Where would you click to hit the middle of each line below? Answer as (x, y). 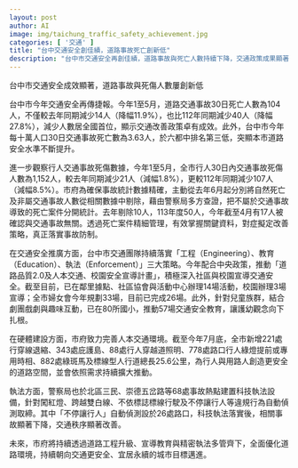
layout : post (33, 17)
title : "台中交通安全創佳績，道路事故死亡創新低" (90, 51)
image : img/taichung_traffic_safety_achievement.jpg (109, 34)
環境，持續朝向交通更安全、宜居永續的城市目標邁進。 (114, 454)
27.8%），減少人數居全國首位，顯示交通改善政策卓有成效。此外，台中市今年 (147, 126)
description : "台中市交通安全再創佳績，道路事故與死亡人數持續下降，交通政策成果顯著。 (153, 59)
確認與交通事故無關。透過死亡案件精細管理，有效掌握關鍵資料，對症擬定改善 (149, 223)
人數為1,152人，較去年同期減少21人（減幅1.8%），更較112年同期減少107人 (141, 178)
